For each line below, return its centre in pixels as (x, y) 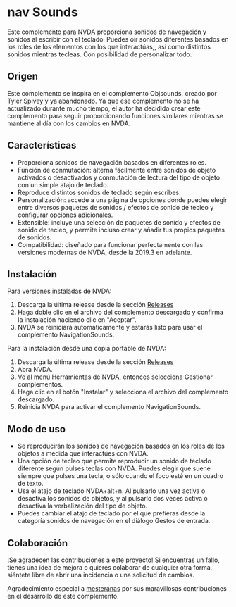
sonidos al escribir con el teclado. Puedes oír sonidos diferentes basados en (118, 39)
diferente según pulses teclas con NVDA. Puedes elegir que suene (114, 468)
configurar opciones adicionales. (65, 215)
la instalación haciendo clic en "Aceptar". (77, 320)
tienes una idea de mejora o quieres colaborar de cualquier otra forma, (110, 567)
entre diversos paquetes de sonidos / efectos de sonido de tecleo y (116, 207)
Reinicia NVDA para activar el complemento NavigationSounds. (109, 407)
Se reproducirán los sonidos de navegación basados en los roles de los (121, 446)
